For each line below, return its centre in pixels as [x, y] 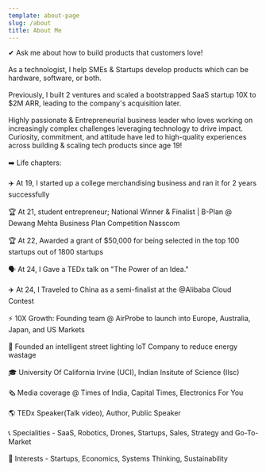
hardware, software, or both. [55, 78]
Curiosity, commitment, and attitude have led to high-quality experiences [127, 137]
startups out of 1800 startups [56, 252]
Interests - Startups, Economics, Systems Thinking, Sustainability [121, 459]
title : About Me [35, 30]
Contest [21, 301]
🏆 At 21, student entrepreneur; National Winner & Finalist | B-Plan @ [120, 212]
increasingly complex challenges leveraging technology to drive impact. [126, 128]
